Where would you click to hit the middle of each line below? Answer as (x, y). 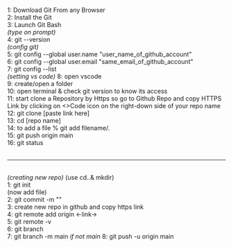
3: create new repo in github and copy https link (76, 207)
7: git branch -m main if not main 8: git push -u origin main (91, 236)
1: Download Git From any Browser (57, 10)
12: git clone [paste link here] (49, 113)
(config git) (23, 47)
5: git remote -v (29, 222)
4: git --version (29, 40)
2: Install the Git (29, 17)
